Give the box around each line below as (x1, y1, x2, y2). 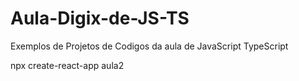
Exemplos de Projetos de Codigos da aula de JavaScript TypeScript (10, 40, 289, 52)
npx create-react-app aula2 (10, 59, 125, 71)
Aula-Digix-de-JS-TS (10, 7, 190, 30)
